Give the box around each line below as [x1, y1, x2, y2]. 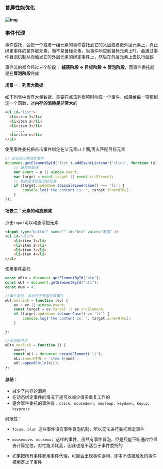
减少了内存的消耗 [12, 388, 47, 394]
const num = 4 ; [5, 285, 36, 289]
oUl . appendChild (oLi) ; [14, 361, 60, 366]
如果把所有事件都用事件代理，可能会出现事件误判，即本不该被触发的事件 [12, 453, 157, 459]
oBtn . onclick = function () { [5, 343, 66, 347]
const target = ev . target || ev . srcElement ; [14, 307, 105, 312]
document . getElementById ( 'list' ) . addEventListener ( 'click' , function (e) [5, 161, 158, 166]
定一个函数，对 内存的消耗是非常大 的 [5, 100, 78, 106]
